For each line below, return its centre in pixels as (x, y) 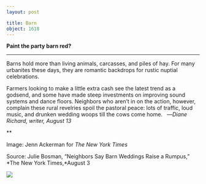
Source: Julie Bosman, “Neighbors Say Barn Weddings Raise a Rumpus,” (98, 156)
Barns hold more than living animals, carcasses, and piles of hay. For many (101, 64)
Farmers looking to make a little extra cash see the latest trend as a (91, 89)
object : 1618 (23, 29)
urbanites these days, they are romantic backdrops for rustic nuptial (92, 70)
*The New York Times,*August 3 (48, 163)
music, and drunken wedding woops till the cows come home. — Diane (97, 114)
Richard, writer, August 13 (39, 121)
